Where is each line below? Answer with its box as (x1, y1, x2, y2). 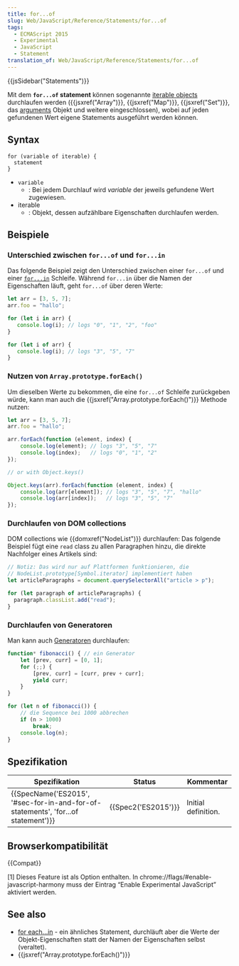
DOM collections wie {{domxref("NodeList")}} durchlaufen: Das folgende (7, 535, 221, 543)
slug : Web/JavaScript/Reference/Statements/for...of (7, 17, 167, 24)
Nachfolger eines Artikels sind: (7, 550, 97, 558)
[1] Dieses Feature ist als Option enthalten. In (7, 872, 139, 882)
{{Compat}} (7, 859, 41, 867)
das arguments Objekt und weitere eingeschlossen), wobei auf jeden (7, 105, 209, 114)
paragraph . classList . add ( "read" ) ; (14, 596, 116, 603)
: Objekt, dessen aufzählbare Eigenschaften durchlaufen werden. (28, 208, 219, 216)
